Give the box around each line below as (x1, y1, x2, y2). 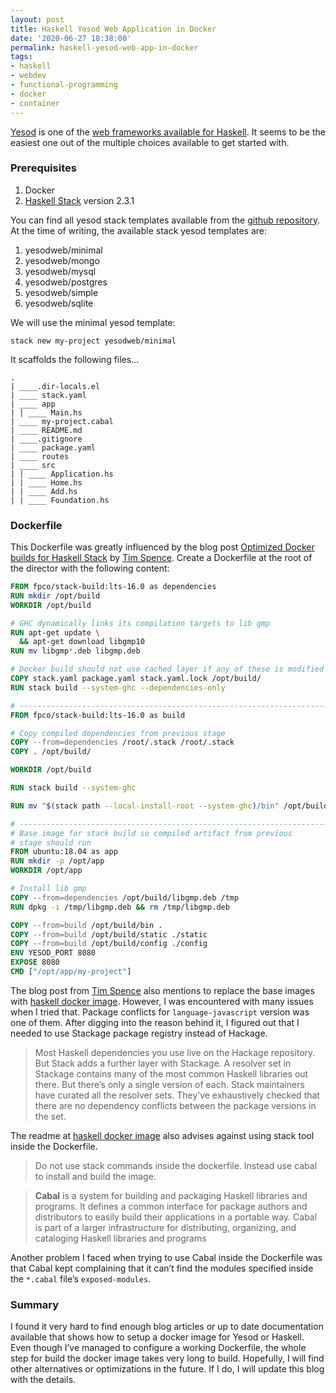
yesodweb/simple (24, 286, 99, 298)
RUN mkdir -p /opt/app (10, 856, 105, 866)
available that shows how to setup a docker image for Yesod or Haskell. (10, 1331, 305, 1343)
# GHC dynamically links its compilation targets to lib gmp (10, 618, 271, 628)
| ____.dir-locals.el (10, 381, 101, 391)
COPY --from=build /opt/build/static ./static (10, 929, 208, 940)
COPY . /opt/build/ (10, 747, 92, 757)
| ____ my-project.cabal (10, 416, 114, 426)
